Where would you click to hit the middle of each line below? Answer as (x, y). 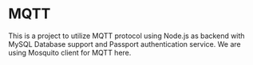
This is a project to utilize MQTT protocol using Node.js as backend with (126, 36)
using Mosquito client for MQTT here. (70, 52)
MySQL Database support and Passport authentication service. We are (125, 44)
